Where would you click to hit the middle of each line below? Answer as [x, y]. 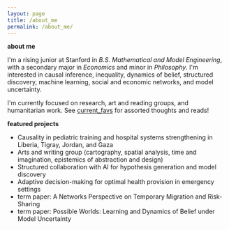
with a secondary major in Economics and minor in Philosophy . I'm [103, 68]
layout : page [26, 14]
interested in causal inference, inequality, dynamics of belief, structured [110, 75]
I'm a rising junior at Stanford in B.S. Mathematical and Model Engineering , [115, 60]
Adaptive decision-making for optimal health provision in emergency [116, 182]
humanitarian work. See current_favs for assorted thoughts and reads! [108, 110]
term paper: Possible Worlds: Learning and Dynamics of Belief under [116, 212]
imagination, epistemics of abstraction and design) [90, 160]
